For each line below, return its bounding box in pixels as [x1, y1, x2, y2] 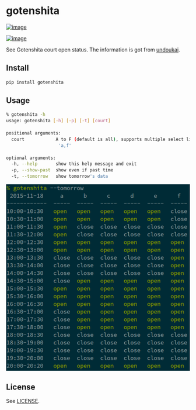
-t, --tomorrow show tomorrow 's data [11, 174, 108, 180]
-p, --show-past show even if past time [11, 167, 114, 173]
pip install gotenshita [6, 79, 64, 85]
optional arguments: [6, 155, 57, 161]
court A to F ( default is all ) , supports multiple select [11, 136, 184, 142]
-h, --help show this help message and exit [11, 161, 137, 167]
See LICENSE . [6, 398, 40, 405]
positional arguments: [6, 130, 61, 136]
